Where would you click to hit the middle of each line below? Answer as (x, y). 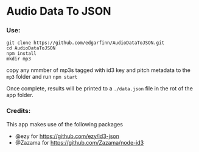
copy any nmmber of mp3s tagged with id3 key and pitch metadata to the (98, 70)
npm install (21, 54)
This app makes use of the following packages (65, 124)
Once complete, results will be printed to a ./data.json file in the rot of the (100, 89)
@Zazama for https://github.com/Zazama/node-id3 (79, 142)
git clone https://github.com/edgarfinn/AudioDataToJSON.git (86, 43)
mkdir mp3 (19, 59)
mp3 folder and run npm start (42, 77)
